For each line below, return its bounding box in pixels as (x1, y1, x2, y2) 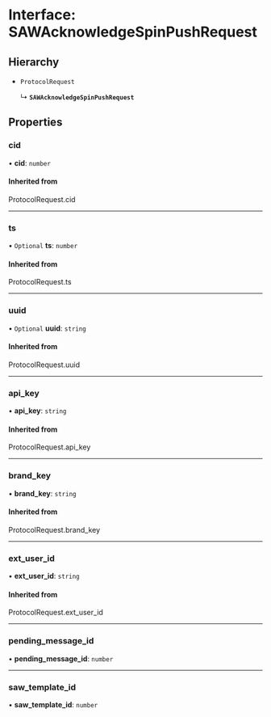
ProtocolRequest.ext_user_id (8, 608, 103, 618)
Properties (8, 116, 63, 129)
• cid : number (8, 158, 51, 167)
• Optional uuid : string (8, 323, 87, 333)
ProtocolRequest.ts (8, 277, 72, 287)
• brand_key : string (8, 488, 77, 498)
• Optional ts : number (8, 241, 78, 251)
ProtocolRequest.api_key (8, 442, 91, 452)
